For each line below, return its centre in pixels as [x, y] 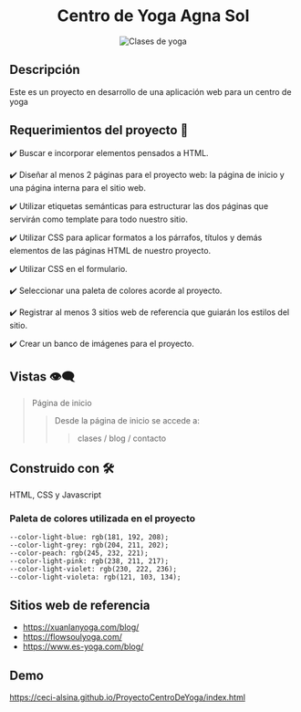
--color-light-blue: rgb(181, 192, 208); [89, 538]
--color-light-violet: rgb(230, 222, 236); [93, 570]
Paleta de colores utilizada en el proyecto [103, 518]
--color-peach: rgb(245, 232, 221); [79, 553]
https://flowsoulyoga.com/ [73, 637]
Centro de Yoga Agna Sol [153, 16]
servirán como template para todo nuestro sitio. [99, 219]
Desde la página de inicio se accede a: [127, 421]
